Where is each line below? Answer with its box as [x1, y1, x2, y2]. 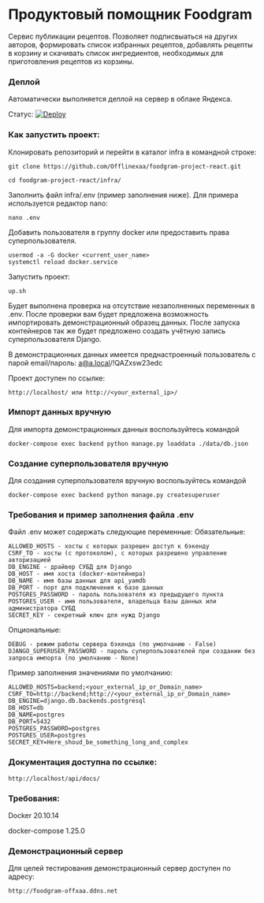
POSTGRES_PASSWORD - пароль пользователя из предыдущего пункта [8, 591, 224, 599]
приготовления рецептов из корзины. [8, 57, 135, 66]
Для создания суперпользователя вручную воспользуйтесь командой [8, 476, 247, 485]
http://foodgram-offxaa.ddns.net [8, 887, 118, 895]
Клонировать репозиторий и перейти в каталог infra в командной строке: [8, 147, 257, 157]
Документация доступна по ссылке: [8, 756, 158, 767]
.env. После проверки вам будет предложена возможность [8, 309, 209, 318]
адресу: [8, 872, 35, 882]
